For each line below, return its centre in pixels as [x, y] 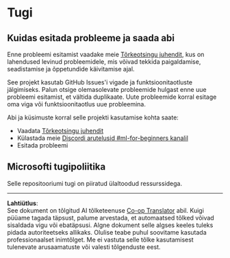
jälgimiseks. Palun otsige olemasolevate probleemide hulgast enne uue [107, 90]
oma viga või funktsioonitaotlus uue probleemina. [76, 104]
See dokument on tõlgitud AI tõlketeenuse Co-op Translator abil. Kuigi [105, 210]
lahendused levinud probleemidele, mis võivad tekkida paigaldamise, [104, 62]
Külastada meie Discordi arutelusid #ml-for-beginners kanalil [102, 138]
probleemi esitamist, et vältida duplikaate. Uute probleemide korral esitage [112, 97]
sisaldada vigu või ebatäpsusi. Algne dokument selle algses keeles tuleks [110, 225]
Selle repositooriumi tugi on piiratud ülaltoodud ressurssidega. [95, 183]
